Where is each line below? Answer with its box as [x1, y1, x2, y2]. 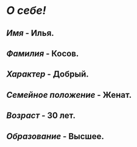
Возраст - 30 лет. [6, 111, 76, 121]
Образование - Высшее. [6, 131, 105, 142]
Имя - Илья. [6, 28, 55, 38]
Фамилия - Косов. [6, 48, 79, 58]
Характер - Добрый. [6, 69, 90, 80]
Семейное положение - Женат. [6, 89, 132, 100]
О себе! [6, 4, 47, 18]
